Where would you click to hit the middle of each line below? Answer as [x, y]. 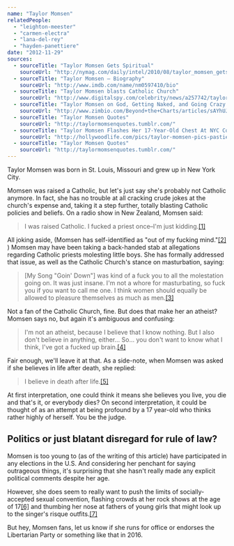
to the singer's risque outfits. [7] [52, 514]
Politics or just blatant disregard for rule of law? [112, 439]
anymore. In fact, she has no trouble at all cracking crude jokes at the [107, 198]
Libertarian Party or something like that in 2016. [75, 535]
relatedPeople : [29, 20]
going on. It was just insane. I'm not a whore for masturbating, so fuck [125, 283]
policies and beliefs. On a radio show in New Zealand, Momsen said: [105, 213]
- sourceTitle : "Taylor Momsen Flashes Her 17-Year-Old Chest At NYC [116, 130]
